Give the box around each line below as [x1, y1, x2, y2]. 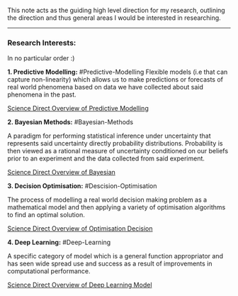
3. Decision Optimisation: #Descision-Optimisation [7, 182, 157, 190]
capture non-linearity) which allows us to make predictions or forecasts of [7, 75, 223, 84]
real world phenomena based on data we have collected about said [7, 83, 204, 92]
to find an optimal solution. [7, 211, 85, 219]
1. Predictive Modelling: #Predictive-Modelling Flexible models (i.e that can [7, 67, 228, 77]
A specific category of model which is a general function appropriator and [7, 252, 223, 261]
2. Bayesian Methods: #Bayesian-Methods [7, 118, 133, 126]
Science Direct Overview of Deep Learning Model [7, 280, 152, 290]
